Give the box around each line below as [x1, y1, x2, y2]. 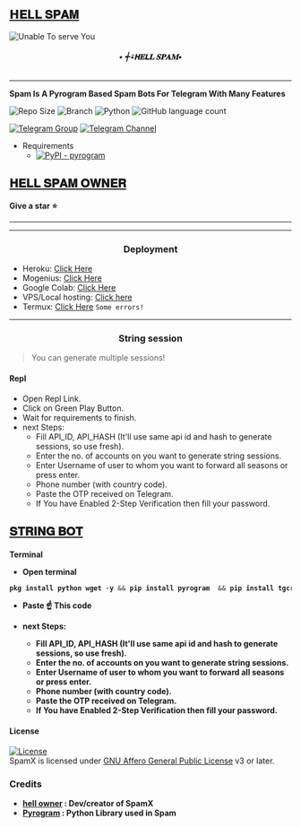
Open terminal [21, 566, 78, 577]
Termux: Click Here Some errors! [21, 301, 144, 312]
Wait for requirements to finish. [21, 412, 137, 422]
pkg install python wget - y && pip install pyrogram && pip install [9, 583, 275, 593]
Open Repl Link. [21, 393, 82, 404]
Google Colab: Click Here [21, 283, 116, 293]
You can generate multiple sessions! [30, 353, 166, 363]
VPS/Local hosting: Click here [21, 292, 133, 303]
